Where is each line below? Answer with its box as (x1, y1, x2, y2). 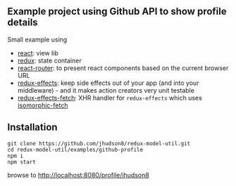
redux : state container (17, 56, 82, 65)
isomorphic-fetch (17, 101, 68, 109)
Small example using (7, 35, 68, 44)
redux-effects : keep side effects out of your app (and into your (17, 79, 199, 87)
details (7, 17, 38, 29)
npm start (7, 158, 37, 166)
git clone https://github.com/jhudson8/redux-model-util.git (7, 140, 191, 147)
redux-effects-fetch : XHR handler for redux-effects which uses (17, 93, 202, 102)
